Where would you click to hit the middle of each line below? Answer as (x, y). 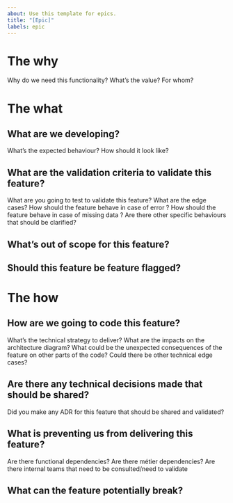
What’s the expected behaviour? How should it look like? (88, 151)
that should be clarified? (42, 223)
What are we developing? (64, 134)
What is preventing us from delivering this (100, 434)
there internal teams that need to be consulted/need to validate (97, 469)
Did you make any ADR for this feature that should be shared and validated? (116, 412)
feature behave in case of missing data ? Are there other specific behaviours (117, 215)
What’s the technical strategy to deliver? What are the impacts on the (106, 340)
